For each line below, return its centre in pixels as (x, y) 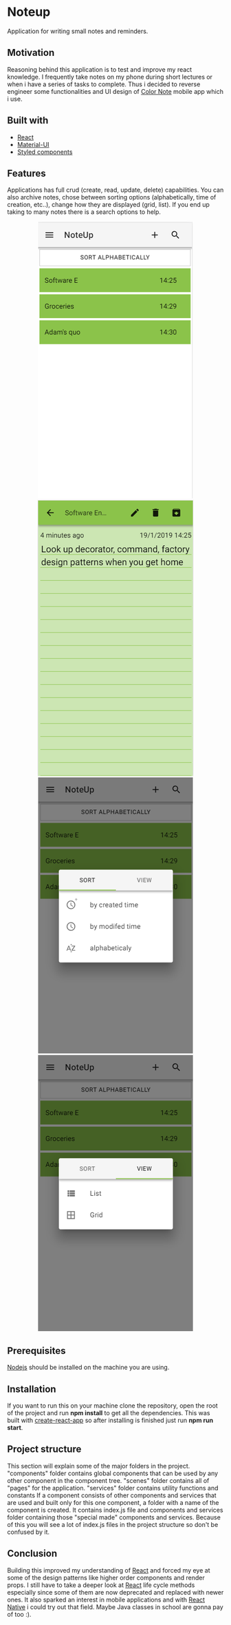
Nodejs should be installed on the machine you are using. (88, 1368)
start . (15, 1428)
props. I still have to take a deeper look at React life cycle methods (101, 1585)
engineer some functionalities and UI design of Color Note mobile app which (115, 91)
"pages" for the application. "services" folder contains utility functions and (113, 1488)
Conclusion (32, 1554)
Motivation (31, 53)
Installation (32, 1389)
